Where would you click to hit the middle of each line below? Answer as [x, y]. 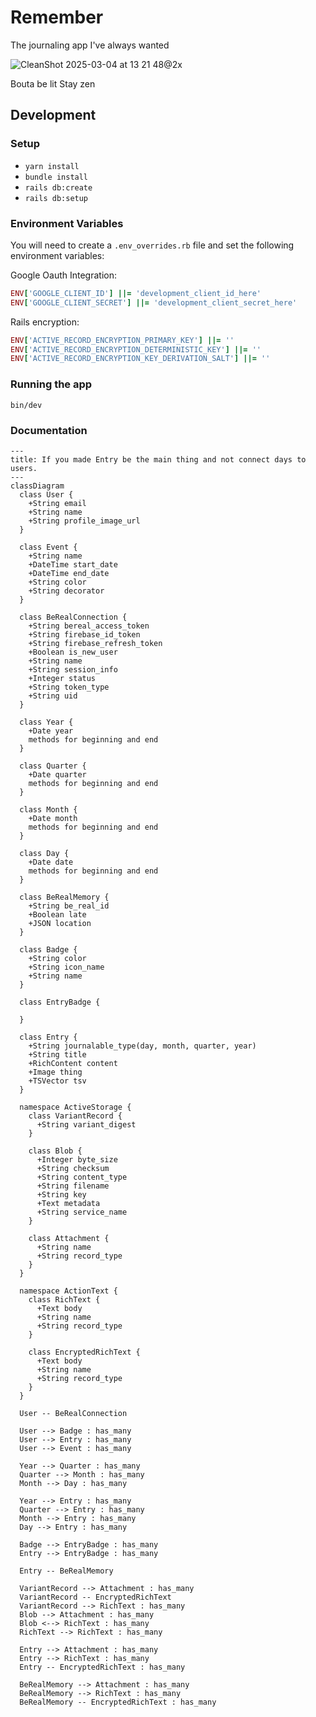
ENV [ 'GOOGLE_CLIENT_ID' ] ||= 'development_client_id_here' [136, 293]
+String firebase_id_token [84, 634]
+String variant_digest [86, 1124]
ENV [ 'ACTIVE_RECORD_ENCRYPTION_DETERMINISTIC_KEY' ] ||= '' [136, 349]
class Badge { [48, 949]
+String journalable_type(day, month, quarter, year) [142, 1046]
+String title [57, 1054]
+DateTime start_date [73, 564]
